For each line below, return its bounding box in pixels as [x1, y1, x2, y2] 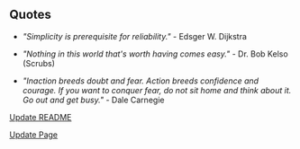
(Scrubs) [22, 57, 56, 68]
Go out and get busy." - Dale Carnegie [22, 94, 165, 105]
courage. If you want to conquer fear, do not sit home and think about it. [22, 84, 292, 95]
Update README [9, 111, 72, 122]
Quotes [9, 7, 52, 22]
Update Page [9, 129, 59, 140]
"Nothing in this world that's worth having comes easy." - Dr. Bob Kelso [22, 48, 288, 59]
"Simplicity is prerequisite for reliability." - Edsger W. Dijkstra [22, 31, 248, 41]
